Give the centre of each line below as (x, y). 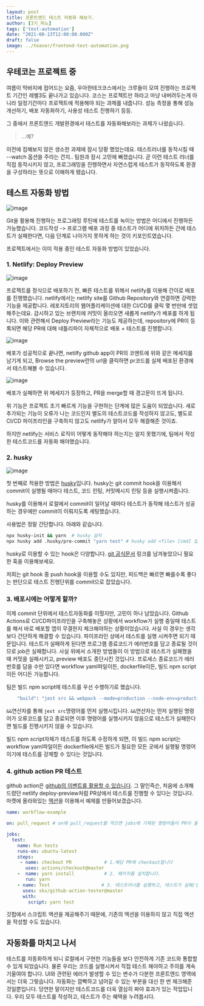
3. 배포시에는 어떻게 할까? (42, 599)
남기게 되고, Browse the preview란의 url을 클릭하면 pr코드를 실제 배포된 (92, 360)
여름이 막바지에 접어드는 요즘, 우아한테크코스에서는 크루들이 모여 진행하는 (93, 87)
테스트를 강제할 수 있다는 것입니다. (63, 754)
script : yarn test (51, 902)
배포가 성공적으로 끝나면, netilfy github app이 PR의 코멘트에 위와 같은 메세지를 (100, 353)
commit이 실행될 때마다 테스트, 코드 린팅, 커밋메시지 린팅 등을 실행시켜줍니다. (98, 491)
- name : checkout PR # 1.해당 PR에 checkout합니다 (96, 863)
